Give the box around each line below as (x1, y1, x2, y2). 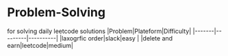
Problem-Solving (7, 5, 106, 20)
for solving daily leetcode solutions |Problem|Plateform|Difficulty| (7, 27, 192, 35)
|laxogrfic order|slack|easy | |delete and (59, 34, 173, 42)
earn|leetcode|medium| (7, 41, 74, 49)
